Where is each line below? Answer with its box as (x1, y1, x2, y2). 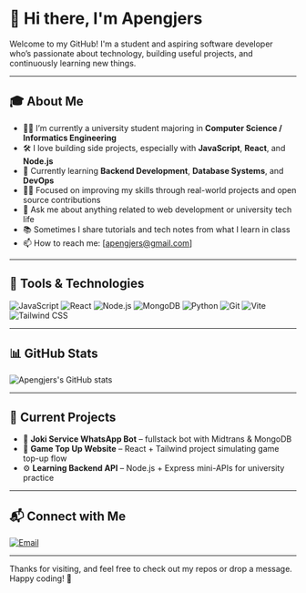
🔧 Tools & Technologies (9, 276, 145, 291)
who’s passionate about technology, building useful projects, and (9, 47, 253, 58)
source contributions (22, 194, 101, 205)
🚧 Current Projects (9, 409, 117, 424)
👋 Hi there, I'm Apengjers (9, 8, 203, 29)
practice (22, 473, 55, 484)
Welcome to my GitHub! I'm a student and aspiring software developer (9, 38, 273, 49)
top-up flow (22, 453, 67, 464)
